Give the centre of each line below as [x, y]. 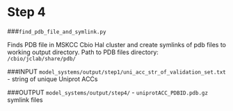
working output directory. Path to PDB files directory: [83, 52]
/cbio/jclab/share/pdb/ [42, 59]
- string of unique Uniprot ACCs [53, 79]
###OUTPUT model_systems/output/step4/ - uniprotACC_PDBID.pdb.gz [108, 92]
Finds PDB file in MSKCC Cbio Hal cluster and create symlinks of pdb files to [116, 44]
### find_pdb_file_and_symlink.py [57, 31]
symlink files [25, 100]
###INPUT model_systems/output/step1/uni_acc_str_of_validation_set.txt [116, 71]
